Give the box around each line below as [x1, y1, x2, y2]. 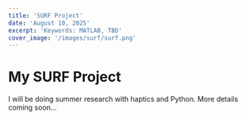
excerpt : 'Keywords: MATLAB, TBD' [8, 26, 123, 34]
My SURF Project [8, 68, 121, 86]
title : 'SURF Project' [8, 11, 83, 20]
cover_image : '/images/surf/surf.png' [8, 33, 136, 42]
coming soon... [8, 103, 57, 112]
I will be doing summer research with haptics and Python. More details [8, 95, 239, 104]
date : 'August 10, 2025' [8, 19, 90, 27]
